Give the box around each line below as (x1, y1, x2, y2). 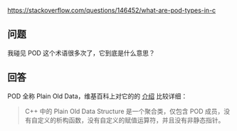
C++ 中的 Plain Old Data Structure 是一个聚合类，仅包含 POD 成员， (24, 107, 224, 115)
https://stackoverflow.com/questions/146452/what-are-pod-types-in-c (7, 6, 216, 14)
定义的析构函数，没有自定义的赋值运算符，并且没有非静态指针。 (37, 115, 225, 124)
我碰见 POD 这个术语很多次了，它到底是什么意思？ (7, 48, 155, 57)
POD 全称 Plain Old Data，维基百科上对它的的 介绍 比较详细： (7, 92, 188, 100)
